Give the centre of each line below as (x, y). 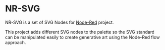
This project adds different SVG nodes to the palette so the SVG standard (80, 32)
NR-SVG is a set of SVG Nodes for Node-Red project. (59, 22)
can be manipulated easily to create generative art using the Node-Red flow (82, 37)
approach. (16, 42)
